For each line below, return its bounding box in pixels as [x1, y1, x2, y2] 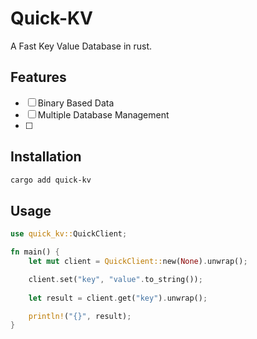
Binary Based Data [37, 97, 115, 109]
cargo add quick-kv [10, 175, 92, 185]
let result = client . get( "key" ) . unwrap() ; [28, 293, 208, 303]
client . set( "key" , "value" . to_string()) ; [28, 274, 203, 284]
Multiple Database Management [37, 108, 170, 121]
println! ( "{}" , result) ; [28, 311, 132, 321]
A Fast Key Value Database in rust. [10, 40, 153, 52]
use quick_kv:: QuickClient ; [10, 229, 128, 239]
